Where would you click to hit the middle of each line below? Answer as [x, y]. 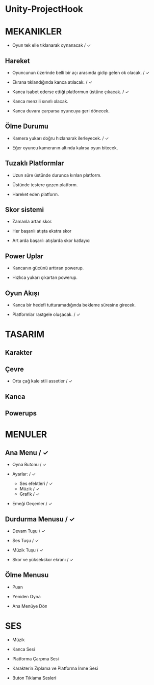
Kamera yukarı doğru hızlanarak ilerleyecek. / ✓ [61, 138]
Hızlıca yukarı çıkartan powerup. [45, 277]
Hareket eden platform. [36, 194]
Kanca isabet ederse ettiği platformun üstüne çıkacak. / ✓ [70, 92]
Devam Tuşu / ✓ [29, 531]
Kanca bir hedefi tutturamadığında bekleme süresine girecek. [74, 305]
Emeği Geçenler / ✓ [32, 504]
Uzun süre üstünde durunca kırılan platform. [57, 175]
